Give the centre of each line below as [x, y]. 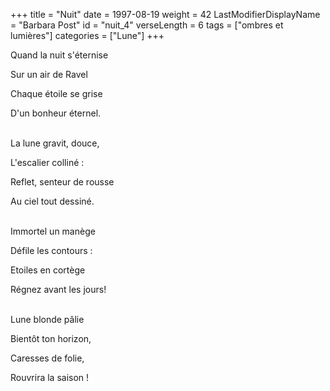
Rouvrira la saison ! [50, 377]
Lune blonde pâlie [47, 319]
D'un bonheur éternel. [56, 113]
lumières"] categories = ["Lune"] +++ [87, 35]
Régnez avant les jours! [58, 289]
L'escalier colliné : [47, 162]
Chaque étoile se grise [56, 93]
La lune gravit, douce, [55, 143]
